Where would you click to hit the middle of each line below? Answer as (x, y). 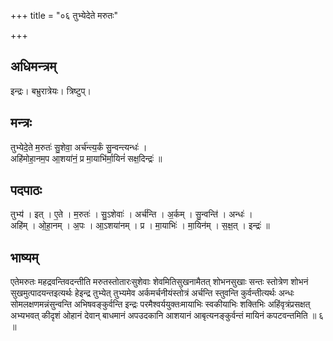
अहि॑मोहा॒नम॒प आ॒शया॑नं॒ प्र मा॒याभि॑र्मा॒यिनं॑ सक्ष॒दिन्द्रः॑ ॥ (86, 158)
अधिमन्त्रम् (33, 66)
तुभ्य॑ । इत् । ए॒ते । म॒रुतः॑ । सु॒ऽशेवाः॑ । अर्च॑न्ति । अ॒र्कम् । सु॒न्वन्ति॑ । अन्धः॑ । (131, 214)
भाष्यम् (24, 257)
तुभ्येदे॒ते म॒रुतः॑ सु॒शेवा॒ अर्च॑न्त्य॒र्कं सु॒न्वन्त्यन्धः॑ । (79, 147)
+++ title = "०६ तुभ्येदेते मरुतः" (64, 15)
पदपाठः (26, 190)
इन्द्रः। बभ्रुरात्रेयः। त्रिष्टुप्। (51, 91)
